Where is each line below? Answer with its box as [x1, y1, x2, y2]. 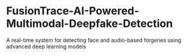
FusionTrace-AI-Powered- [6, 4, 139, 18]
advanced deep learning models [6, 43, 87, 50]
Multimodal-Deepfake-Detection [6, 17, 173, 30]
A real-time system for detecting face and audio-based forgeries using [6, 36, 182, 43]
